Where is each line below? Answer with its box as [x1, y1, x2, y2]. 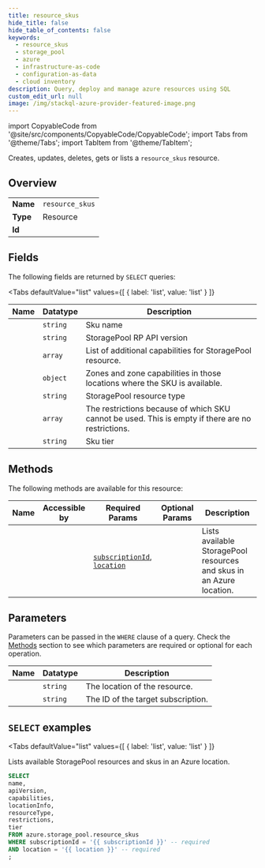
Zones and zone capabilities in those [85, 368, 222, 379]
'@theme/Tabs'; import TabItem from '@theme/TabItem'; [8, 138, 192, 148]
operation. [8, 649, 42, 659]
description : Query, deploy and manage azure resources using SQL [8, 84, 231, 93]
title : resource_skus [8, 11, 80, 20]
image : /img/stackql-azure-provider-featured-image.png [8, 99, 196, 107]
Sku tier [85, 436, 114, 447]
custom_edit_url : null [8, 92, 83, 100]
